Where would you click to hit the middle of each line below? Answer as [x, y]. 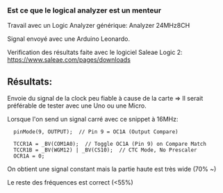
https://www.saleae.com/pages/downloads [69, 60]
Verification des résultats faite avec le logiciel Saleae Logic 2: [95, 52]
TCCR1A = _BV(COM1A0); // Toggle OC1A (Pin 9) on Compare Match [110, 144]
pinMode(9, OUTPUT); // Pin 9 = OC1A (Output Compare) [96, 132]
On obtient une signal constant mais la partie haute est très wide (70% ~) [112, 169]
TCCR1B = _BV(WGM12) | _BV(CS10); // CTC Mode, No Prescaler [105, 150]
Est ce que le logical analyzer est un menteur [84, 10]
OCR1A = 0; [29, 156]
